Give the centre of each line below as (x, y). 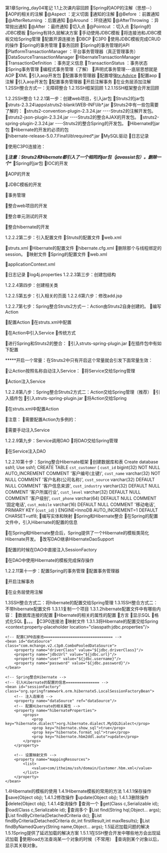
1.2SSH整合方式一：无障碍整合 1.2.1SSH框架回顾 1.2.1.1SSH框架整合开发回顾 (82, 88)
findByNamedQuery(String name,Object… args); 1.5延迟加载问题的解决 (78, 827)
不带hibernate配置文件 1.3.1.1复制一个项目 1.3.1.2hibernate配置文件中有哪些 (81, 609)
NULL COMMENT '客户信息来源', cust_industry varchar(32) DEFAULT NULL (83, 486)
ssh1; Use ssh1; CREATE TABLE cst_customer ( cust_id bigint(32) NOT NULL (83, 467)
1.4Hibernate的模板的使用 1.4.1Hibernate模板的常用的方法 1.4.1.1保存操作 (78, 791)
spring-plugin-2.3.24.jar (30, 123)
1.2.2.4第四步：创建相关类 (32, 285)
